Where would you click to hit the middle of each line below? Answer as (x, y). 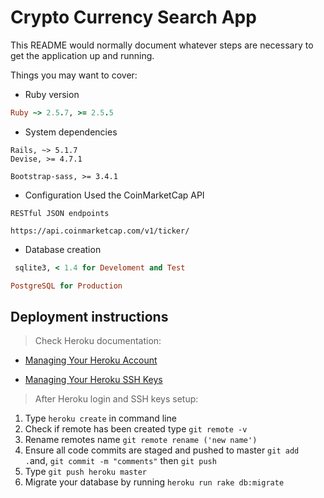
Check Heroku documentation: (98, 341)
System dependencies (71, 132)
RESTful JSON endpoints (60, 213)
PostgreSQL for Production (66, 286)
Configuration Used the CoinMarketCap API (114, 195)
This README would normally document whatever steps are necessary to (162, 45)
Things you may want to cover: (74, 75)
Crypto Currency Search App (133, 17)
